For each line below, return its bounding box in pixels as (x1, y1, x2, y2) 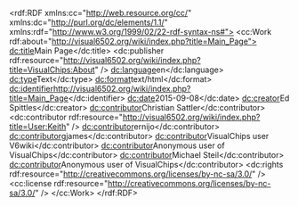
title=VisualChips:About (9, 64, 95, 75)
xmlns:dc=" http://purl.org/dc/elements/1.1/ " (9, 17, 169, 28)
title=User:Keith (9, 121, 67, 132)
